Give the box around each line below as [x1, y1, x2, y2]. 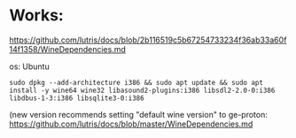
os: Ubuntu [9, 61, 51, 72]
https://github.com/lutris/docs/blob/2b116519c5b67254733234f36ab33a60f [9, 34, 287, 45]
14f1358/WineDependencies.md [9, 43, 126, 54]
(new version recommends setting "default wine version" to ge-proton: [9, 109, 268, 119]
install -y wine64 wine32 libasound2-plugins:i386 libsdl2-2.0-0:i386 [9, 86, 276, 95]
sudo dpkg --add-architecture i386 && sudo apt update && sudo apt [9, 78, 264, 87]
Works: [9, 5, 64, 26]
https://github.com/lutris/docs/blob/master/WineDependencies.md [9, 119, 253, 129]
